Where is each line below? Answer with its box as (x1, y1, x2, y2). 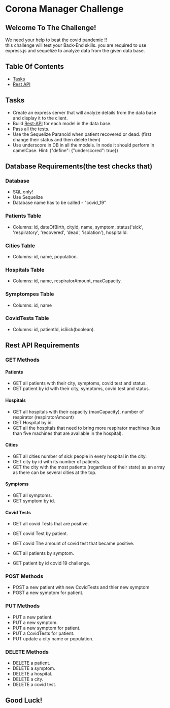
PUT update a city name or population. (12, 635, 94, 641)
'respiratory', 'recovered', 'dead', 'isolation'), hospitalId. (12, 229, 128, 235)
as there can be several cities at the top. (12, 469, 97, 476)
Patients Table (5, 212, 42, 219)
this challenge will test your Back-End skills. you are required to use (5, 42, 147, 48)
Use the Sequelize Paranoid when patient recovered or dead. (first (12, 131, 151, 137)
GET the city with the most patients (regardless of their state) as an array (12, 464, 165, 470)
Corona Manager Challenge (5, 3, 124, 15)
